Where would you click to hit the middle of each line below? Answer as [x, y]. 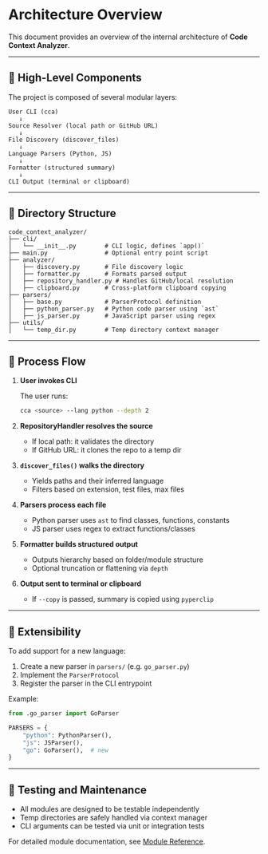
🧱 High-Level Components [75, 78]
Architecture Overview [85, 15]
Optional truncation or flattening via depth [100, 568]
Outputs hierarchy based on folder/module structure [117, 559]
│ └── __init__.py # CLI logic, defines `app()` [106, 246]
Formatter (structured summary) [62, 168]
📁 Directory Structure [63, 213]
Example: [24, 699]
